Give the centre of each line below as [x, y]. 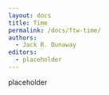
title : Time [28, 23]
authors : [23, 38]
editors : [23, 52]
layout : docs [30, 15]
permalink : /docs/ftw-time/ [55, 30]
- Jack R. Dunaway [46, 45]
